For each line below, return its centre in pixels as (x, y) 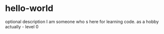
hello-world (29, 8)
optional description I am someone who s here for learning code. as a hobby (82, 22)
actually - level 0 (22, 26)
